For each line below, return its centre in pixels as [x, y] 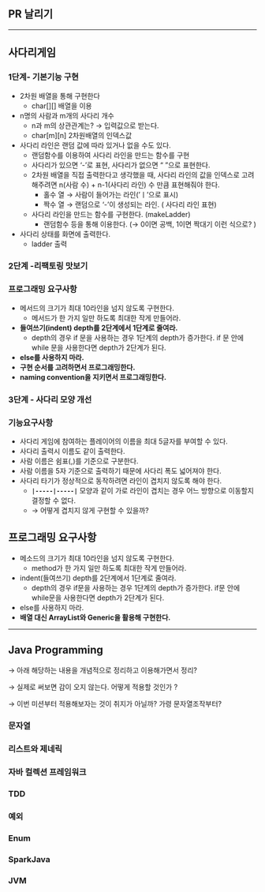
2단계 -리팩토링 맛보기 [48, 266]
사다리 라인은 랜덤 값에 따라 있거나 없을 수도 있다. [95, 145]
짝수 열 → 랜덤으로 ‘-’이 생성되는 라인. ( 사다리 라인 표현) [130, 204]
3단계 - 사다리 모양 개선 [50, 399]
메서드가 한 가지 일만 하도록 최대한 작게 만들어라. [106, 317]
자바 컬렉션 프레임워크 [47, 772]
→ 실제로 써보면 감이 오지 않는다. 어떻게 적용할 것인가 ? [93, 687]
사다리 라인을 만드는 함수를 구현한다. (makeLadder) [111, 214]
